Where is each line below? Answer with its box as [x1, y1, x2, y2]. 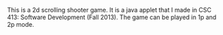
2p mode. [7, 21, 34, 28]
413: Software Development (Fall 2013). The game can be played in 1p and [7, 13, 217, 21]
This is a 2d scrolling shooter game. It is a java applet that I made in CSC [7, 6, 211, 14]
